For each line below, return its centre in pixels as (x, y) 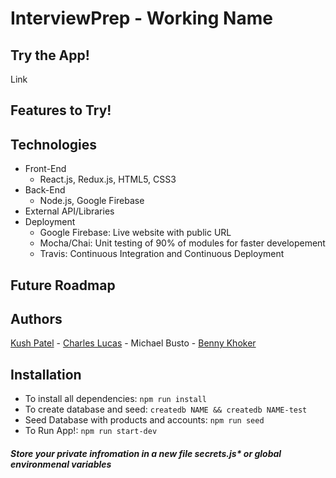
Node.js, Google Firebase (92, 201)
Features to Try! (61, 110)
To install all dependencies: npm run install (115, 399)
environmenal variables (61, 464)
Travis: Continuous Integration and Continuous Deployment (162, 254)
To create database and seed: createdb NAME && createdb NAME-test (166, 409)
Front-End (45, 169)
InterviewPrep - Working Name (141, 18)
